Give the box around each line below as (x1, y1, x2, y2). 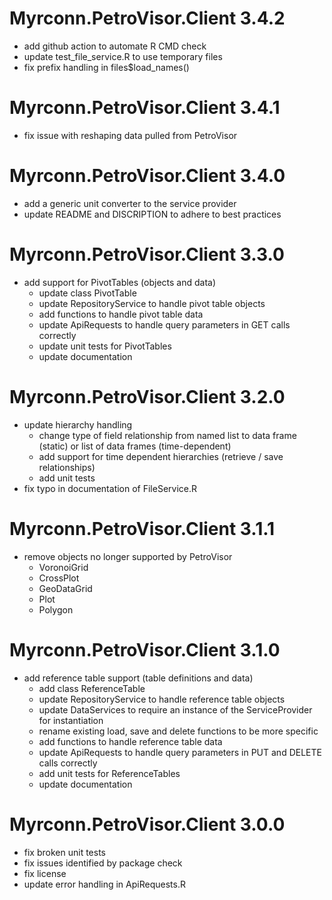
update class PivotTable (38, 287, 137, 299)
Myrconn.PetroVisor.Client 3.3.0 (9, 243, 285, 266)
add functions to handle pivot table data (38, 308, 204, 320)
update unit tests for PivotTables (38, 340, 172, 352)
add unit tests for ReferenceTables (38, 767, 181, 779)
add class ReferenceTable (38, 682, 146, 694)
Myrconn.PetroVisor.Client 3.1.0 (9, 638, 281, 661)
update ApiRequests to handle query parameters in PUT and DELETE (38, 746, 322, 758)
